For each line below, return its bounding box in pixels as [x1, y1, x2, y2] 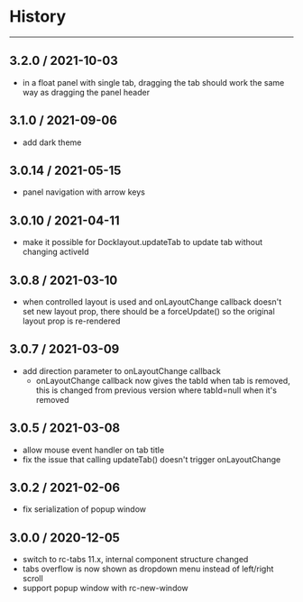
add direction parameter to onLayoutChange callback [22, 365, 221, 376]
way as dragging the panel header [22, 87, 151, 97]
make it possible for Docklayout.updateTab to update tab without [22, 237, 263, 248]
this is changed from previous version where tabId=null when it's [35, 385, 278, 396]
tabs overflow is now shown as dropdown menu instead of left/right [22, 563, 274, 574]
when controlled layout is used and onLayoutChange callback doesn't [22, 296, 282, 307]
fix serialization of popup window [22, 504, 147, 515]
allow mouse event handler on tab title [22, 444, 165, 455]
